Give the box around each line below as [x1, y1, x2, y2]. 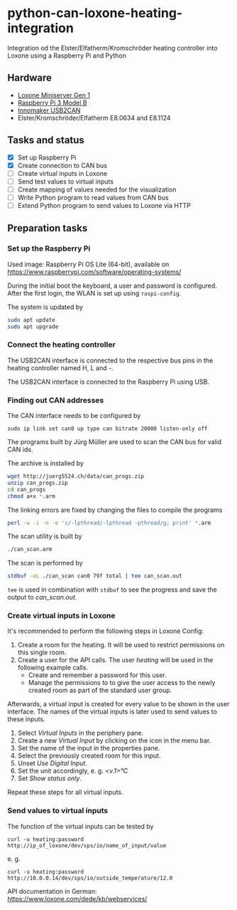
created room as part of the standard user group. [28, 686, 172, 695]
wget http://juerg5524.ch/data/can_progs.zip [7, 473, 144, 480]
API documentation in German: [7, 887, 97, 895]
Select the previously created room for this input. [17, 751, 161, 760]
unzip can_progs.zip [7, 479, 69, 486]
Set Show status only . [17, 774, 82, 783]
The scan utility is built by [7, 532, 82, 540]
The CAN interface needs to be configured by [7, 412, 141, 420]
